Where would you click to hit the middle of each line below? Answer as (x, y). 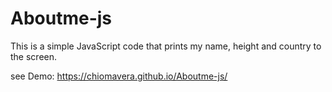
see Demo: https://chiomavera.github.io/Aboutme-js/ (119, 76)
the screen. (34, 56)
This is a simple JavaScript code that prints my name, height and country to (166, 46)
